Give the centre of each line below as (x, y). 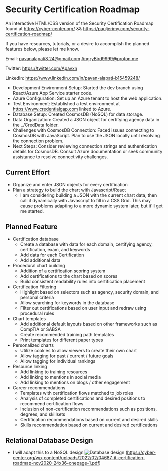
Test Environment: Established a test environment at (66, 103)
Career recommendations (39, 388)
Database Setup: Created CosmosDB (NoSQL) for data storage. (78, 114)
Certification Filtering (34, 287)
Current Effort (28, 172)
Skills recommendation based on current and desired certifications (89, 425)
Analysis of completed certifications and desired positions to (82, 398)
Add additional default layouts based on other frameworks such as (89, 324)
